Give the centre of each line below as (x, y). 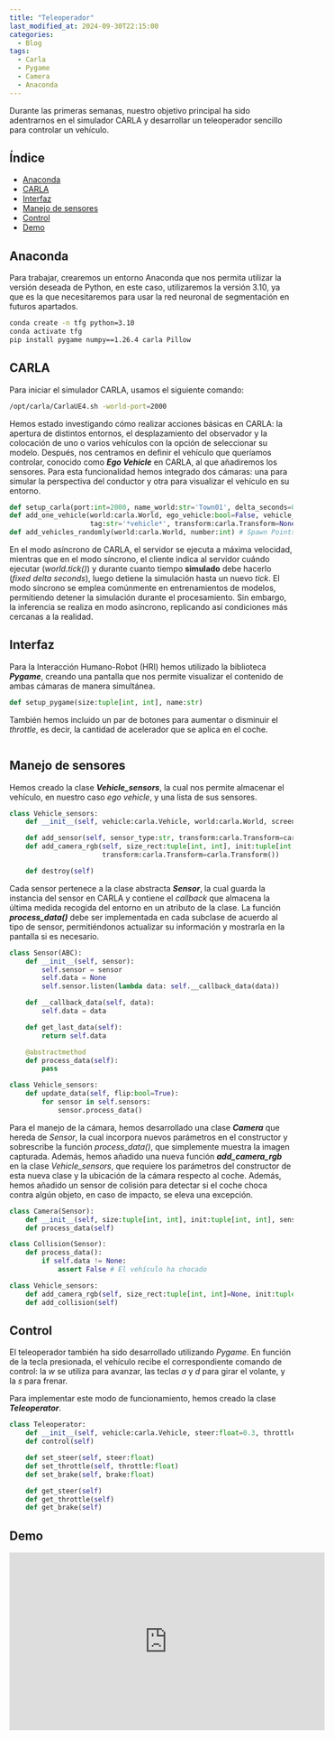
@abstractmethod (56, 1052)
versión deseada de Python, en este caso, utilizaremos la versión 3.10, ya (145, 287)
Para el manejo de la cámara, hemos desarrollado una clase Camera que (145, 1127)
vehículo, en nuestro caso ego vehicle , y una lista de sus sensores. (134, 797)
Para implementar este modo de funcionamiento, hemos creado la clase (143, 1399)
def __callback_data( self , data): (90, 1003)
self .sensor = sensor (82, 970)
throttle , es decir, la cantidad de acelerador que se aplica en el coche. (139, 729)
